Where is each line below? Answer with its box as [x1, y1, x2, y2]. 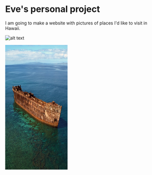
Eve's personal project [5, 3, 101, 15]
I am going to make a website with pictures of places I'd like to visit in [5, 20, 148, 26]
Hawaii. [5, 25, 21, 31]
